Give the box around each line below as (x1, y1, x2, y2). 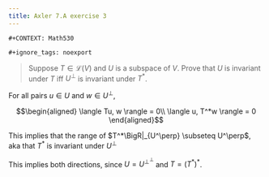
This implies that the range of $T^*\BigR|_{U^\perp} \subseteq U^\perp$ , (8, 131, 251, 140)
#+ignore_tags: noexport (8, 48, 92, 57)
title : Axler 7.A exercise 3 (8, 11, 107, 20)
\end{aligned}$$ (108, 114, 164, 124)
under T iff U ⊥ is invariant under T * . (28, 72, 147, 84)
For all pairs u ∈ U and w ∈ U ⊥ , (8, 89, 116, 100)
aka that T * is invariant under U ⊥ (8, 139, 117, 150)
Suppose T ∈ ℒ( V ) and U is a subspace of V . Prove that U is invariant (28, 63, 261, 73)
